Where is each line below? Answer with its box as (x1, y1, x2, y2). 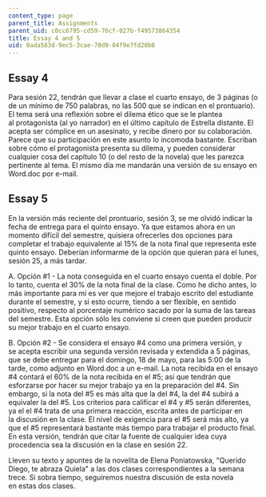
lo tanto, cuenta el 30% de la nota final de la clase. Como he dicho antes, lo (8, 279, 257, 289)
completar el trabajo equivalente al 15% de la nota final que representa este (8, 238, 257, 248)
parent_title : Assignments (8, 19, 98, 27)
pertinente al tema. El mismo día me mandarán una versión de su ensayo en (8, 160, 257, 170)
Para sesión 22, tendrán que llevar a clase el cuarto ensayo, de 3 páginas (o (8, 92, 258, 102)
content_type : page (8, 11, 73, 20)
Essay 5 (8, 192, 48, 206)
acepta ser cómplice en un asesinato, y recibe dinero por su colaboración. (8, 126, 253, 136)
